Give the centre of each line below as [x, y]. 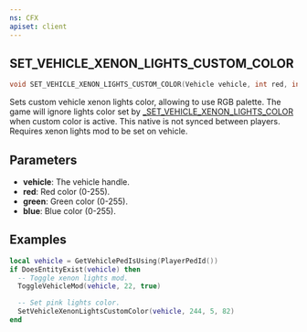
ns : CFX [24, 18]
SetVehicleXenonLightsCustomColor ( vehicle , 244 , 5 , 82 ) [126, 312]
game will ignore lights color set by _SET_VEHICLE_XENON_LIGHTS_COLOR [152, 112]
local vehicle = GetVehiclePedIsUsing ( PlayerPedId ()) [114, 261]
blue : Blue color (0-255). [69, 211]
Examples [38, 240]
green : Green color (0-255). [75, 201]
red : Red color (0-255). [66, 192]
